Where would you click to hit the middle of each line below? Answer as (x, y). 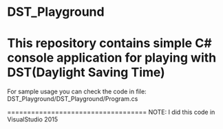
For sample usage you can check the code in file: (77, 92)
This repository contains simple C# (109, 44)
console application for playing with (112, 58)
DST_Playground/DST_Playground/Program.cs (73, 99)
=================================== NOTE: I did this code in (111, 112)
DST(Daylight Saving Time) (86, 72)
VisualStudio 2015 (33, 119)
